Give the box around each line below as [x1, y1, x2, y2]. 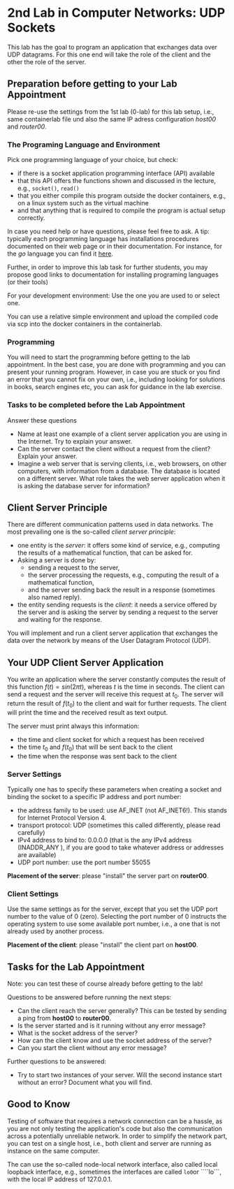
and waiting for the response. [17, 615, 103, 624]
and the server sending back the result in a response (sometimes [27, 585, 215, 594]
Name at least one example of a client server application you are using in [17, 430, 227, 438]
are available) [17, 850, 57, 859]
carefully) [17, 828, 45, 836]
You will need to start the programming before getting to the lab [7, 353, 191, 361]
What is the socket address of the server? [17, 1029, 138, 1037]
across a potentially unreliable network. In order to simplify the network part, [7, 1132, 228, 1140]
